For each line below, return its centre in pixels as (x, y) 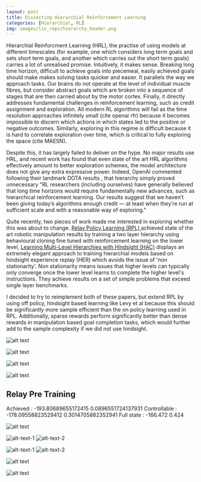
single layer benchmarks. (37, 285)
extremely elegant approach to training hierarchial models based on (90, 254)
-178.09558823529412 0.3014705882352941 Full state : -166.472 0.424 (95, 415)
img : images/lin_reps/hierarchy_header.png (61, 28)
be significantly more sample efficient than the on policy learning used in (96, 310)
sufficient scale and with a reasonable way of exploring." (76, 210)
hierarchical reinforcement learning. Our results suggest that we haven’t (95, 197)
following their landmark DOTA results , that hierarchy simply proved (91, 178)
